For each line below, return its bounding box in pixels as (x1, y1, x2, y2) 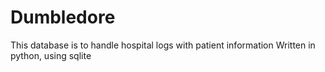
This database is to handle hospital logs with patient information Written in (10, 39, 316, 51)
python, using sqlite (10, 49, 92, 61)
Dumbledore (10, 6, 116, 29)
